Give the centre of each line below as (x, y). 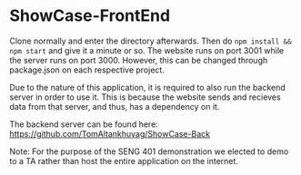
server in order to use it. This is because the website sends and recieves (145, 97)
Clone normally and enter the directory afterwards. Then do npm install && (151, 41)
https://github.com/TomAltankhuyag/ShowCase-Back (110, 133)
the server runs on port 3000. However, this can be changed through (139, 60)
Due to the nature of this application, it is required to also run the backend (148, 87)
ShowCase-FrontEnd (90, 16)
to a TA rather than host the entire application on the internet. (124, 160)
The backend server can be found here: (84, 124)
